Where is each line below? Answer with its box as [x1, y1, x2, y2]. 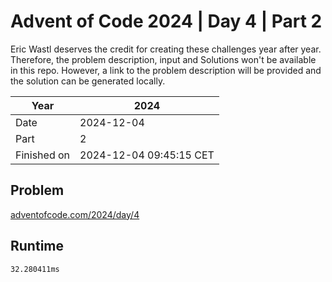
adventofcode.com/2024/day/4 [10, 208, 140, 220]
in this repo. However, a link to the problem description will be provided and [10, 64, 322, 76]
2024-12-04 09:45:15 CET [79, 148, 215, 162]
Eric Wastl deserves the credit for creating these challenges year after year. [10, 43, 322, 55]
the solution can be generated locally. [10, 75, 166, 87]
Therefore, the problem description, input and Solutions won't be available [10, 53, 317, 65]
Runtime [10, 238, 64, 255]
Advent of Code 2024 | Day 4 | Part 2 [10, 10, 323, 33]
